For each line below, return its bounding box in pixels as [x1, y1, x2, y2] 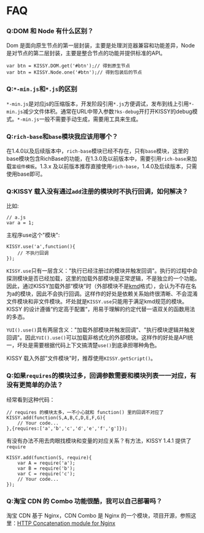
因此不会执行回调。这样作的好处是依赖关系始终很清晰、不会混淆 [36, 290, 198, 298]
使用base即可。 [6, 170, 46, 178]
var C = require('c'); [17, 470, 76, 477]
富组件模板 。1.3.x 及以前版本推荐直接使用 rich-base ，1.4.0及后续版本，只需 [12, 163, 198, 170]
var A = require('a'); [17, 460, 76, 466]
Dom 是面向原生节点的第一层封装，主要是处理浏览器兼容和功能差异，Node [6, 42, 195, 49]
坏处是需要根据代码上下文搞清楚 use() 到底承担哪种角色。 [17, 341, 160, 349]
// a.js [6, 214, 26, 221]
